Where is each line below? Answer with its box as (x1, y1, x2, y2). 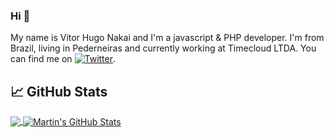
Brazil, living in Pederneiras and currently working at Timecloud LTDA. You (10, 42, 317, 54)
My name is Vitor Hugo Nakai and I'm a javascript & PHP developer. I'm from (10, 32, 325, 44)
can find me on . (10, 53, 117, 65)
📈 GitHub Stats (10, 83, 108, 100)
